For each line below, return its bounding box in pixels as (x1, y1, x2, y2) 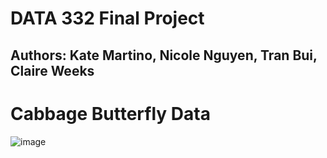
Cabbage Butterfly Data (10, 102, 211, 125)
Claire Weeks (10, 62, 95, 79)
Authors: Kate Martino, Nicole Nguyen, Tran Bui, (10, 47, 318, 64)
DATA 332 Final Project (10, 7, 205, 30)
